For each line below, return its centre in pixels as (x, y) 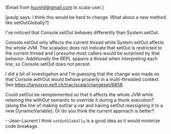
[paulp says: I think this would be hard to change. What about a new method (86, 17)
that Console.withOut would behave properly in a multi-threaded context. (82, 79)
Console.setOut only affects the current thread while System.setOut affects (84, 42)
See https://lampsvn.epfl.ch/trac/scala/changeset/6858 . (65, 85)
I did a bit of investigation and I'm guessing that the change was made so (82, 74)
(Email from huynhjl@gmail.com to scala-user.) (55, 7)
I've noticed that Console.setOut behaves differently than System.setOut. (82, 32)
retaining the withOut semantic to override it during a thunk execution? (80, 100)
